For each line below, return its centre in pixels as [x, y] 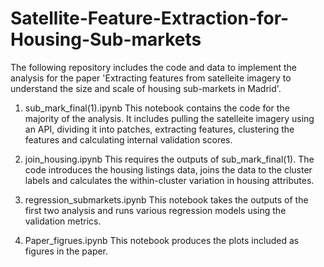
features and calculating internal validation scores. [128, 139]
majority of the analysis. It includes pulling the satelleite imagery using [169, 118]
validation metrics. [63, 221]
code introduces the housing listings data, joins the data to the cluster [168, 169]
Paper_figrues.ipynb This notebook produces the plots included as [162, 240]
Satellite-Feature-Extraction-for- [150, 18]
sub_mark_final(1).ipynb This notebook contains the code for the [157, 108]
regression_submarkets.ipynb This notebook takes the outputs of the [166, 199]
